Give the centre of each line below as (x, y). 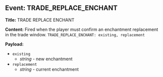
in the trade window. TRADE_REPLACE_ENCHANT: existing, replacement (75, 34)
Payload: (14, 44)
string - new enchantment (46, 59)
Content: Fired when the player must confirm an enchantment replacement (82, 29)
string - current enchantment (49, 69)
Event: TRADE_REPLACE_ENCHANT (61, 8)
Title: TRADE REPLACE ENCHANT (40, 20)
